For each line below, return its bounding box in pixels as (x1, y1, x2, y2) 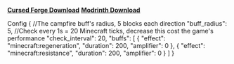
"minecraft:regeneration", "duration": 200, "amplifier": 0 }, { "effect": (7, 42, 206, 49)
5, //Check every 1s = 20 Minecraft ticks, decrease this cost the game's (7, 27, 214, 35)
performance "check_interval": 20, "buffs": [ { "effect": (7, 34, 166, 42)
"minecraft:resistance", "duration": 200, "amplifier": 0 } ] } (7, 49, 174, 57)
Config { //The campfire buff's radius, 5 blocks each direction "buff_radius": (7, 19, 227, 27)
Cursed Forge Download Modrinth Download (7, 6, 141, 14)
